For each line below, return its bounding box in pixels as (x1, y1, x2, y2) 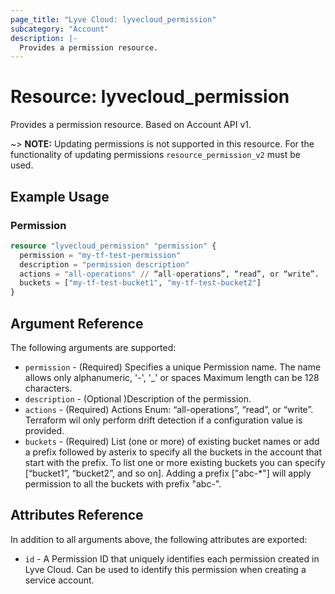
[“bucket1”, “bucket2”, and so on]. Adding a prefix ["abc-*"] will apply (24, 467, 312, 479)
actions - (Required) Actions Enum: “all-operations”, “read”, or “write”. (24, 403, 314, 415)
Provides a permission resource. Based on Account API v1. (10, 119, 252, 131)
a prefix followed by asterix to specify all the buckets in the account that (24, 446, 322, 458)
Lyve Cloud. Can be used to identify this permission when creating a (24, 563, 307, 575)
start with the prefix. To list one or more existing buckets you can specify (24, 456, 326, 468)
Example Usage (10, 188, 110, 205)
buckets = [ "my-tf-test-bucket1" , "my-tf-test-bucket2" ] (19, 278, 262, 288)
